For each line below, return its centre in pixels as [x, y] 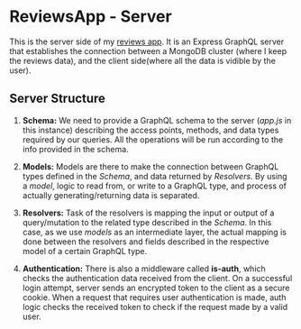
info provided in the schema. [75, 149]
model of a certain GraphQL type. [85, 251]
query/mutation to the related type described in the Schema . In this [147, 222]
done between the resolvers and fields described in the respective [146, 242]
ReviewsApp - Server [91, 17]
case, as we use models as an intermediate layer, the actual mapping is [154, 232]
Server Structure [58, 99]
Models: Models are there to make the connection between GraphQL [150, 166]
